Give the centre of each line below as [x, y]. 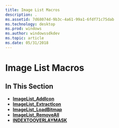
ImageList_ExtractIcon [37, 104]
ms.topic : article [25, 38]
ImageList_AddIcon [33, 99]
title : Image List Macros [32, 10]
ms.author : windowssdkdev [32, 33]
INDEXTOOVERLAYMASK [40, 120]
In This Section [29, 87]
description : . [21, 15]
